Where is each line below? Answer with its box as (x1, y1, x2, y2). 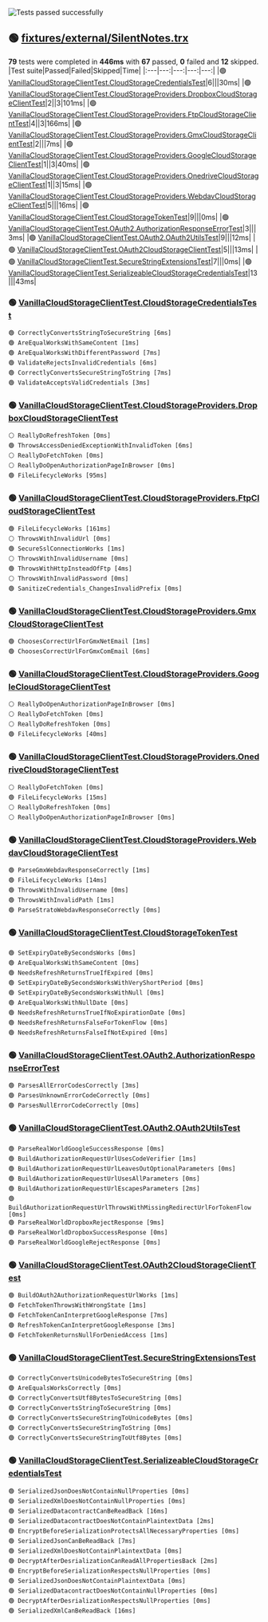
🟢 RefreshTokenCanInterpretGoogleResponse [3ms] (8, 1321, 175, 1329)
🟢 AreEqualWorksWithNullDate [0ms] (8, 999, 129, 1007)
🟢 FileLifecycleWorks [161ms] (8, 525, 112, 533)
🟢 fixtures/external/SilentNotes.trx (8, 32, 189, 45)
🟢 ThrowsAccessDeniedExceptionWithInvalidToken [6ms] (8, 442, 193, 450)
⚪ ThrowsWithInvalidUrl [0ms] (8, 534, 112, 542)
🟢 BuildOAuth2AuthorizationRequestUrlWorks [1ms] (8, 1292, 179, 1300)
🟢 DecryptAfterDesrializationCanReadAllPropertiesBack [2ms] (8, 1557, 218, 1565)
